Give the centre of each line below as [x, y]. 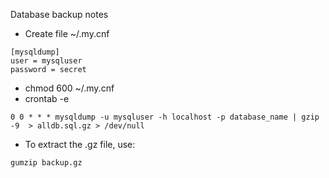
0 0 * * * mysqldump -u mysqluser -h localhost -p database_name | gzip [165, 117]
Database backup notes [59, 14]
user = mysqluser [46, 61]
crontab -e [47, 98]
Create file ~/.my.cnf [67, 33]
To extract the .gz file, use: [80, 144]
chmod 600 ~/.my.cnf [69, 88]
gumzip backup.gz [46, 163]
